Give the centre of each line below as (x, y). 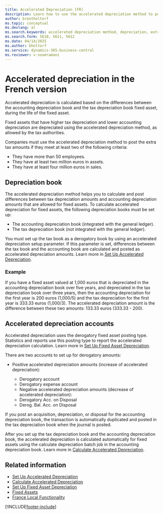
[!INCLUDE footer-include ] (31, 507)
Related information (36, 465)
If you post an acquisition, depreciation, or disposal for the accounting (75, 414)
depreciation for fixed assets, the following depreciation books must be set (80, 210)
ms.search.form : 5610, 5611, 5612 (40, 37)
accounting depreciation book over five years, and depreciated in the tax (78, 288)
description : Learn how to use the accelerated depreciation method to (79, 14)
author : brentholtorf (27, 18)
